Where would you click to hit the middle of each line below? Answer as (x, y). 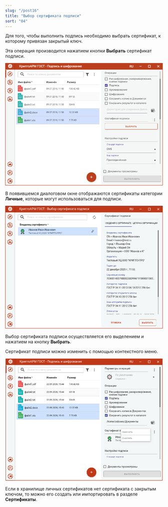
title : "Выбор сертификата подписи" (43, 16)
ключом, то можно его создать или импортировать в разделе (71, 494)
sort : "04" (16, 21)
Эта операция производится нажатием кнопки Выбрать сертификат (78, 51)
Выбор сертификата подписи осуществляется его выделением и (74, 336)
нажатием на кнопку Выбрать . (38, 342)
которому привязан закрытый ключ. (44, 41)
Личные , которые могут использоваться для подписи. (64, 199)
